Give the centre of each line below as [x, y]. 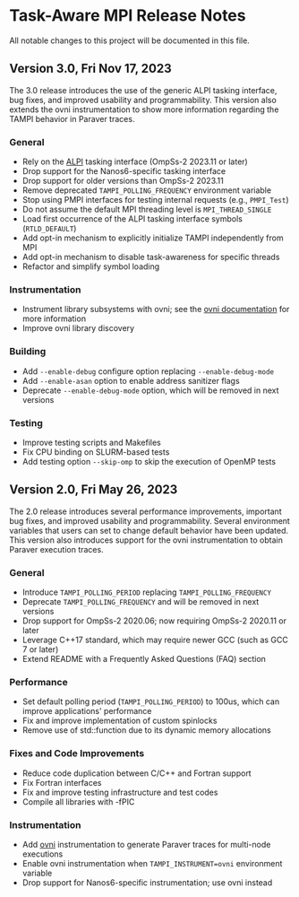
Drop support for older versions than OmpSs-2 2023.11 [123, 181]
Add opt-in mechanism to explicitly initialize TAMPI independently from [153, 238]
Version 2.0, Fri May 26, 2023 [94, 490]
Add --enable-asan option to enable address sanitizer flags [131, 380]
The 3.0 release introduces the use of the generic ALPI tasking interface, [143, 90]
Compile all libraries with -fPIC [78, 801]
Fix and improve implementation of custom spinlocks [120, 721]
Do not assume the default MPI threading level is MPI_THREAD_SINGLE [147, 209]
